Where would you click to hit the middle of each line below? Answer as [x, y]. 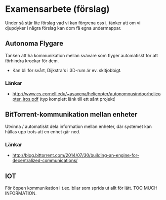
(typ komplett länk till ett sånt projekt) [78, 99]
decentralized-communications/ [45, 160]
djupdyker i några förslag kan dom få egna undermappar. [63, 28]
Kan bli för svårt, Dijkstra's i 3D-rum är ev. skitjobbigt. [67, 70]
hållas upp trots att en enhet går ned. [43, 131]
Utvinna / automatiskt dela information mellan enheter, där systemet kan [79, 126]
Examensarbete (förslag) [57, 9]
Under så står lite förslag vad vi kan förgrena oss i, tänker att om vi [73, 23]
